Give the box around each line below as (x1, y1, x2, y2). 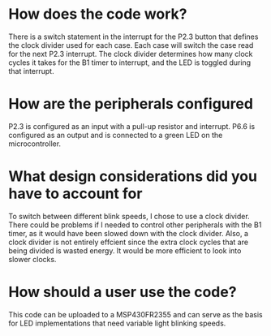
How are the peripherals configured (8, 95, 254, 114)
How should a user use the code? (8, 283, 237, 301)
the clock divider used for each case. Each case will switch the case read (8, 40, 254, 50)
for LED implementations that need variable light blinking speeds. (8, 318, 226, 328)
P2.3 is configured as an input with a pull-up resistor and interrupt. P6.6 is (8, 121, 256, 131)
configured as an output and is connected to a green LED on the (8, 130, 223, 140)
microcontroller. (8, 139, 62, 149)
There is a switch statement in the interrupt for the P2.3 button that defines (8, 32, 259, 41)
